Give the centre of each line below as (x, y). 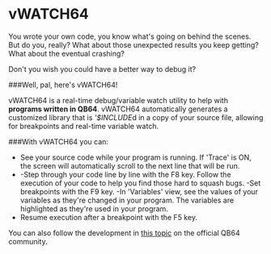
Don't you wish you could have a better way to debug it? (102, 69)
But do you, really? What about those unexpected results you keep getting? (133, 44)
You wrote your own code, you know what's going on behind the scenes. (130, 36)
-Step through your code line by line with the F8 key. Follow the (126, 174)
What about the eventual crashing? (67, 53)
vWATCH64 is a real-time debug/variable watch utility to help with (119, 100)
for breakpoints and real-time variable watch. (84, 126)
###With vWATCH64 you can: (59, 141)
